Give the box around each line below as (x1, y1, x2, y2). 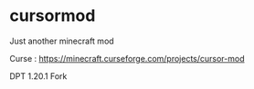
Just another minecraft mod (9, 35, 114, 46)
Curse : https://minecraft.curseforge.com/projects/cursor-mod (9, 53, 245, 64)
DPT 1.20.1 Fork (9, 70, 68, 82)
